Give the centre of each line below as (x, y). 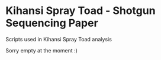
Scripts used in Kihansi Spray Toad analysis (59, 39)
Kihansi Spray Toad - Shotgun (80, 11)
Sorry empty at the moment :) (42, 50)
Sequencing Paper (52, 23)
